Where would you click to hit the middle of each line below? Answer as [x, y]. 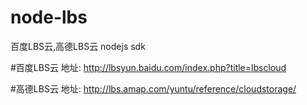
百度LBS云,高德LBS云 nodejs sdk [78, 46]
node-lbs [49, 17]
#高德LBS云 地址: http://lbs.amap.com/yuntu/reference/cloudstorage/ [153, 88]
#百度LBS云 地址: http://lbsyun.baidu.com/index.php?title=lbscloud [148, 67]
